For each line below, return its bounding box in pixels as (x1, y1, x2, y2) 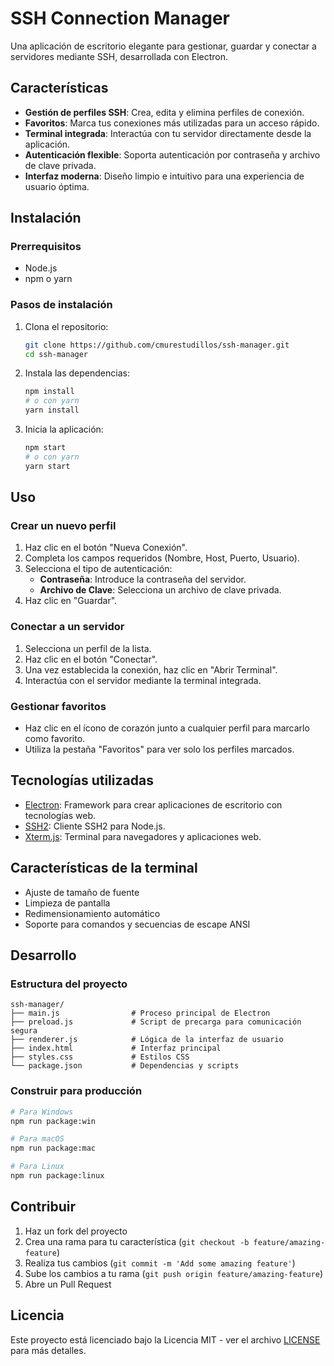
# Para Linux (10, 1162, 65, 1172)
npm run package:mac (10, 1143, 97, 1154)
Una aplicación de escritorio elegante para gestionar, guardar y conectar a (10, 40, 317, 52)
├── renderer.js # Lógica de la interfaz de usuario (10, 1035, 284, 1045)
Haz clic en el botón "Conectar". (24, 653, 158, 665)
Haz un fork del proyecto (24, 1225, 128, 1237)
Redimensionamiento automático (24, 907, 161, 919)
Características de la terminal (10, 860, 198, 877)
